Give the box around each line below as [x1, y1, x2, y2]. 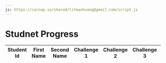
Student [7, 46, 27, 53]
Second [50, 46, 69, 53]
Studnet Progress [5, 28, 79, 39]
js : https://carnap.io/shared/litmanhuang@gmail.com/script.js [5, 7, 138, 12]
